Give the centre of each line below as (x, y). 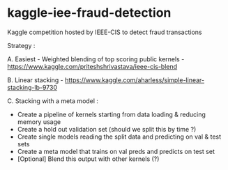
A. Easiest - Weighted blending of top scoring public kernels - (96, 59)
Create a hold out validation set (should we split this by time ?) (107, 129)
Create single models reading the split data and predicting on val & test (119, 137)
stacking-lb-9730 (32, 87)
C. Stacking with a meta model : (53, 101)
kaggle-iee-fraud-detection (89, 13)
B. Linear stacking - (36, 80)
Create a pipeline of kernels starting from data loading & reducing (111, 114)
